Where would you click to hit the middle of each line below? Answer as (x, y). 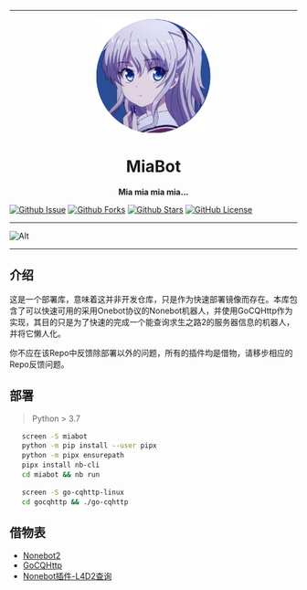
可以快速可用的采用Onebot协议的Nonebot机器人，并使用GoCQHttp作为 (159, 311)
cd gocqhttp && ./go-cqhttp (75, 502)
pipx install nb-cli (61, 465)
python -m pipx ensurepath (73, 456)
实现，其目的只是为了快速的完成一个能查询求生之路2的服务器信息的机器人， (152, 321)
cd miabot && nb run (61, 475)
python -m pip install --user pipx (89, 446)
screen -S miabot (55, 436)
